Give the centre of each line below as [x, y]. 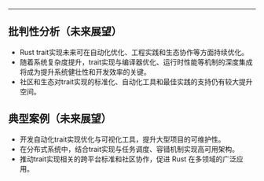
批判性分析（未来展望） [65, 32]
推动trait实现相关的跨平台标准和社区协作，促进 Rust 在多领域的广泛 [128, 159]
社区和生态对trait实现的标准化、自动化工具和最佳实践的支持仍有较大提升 [136, 81]
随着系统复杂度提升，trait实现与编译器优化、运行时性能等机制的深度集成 [136, 62]
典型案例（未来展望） [60, 119]
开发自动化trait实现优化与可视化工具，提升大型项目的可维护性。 [122, 139]
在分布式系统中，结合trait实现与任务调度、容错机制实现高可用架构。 [129, 149]
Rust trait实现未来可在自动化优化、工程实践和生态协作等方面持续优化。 [134, 52]
